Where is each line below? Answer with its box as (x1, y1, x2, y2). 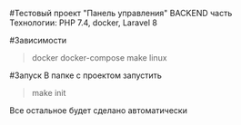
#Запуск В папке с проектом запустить (9, 70, 162, 81)
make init (31, 88, 66, 98)
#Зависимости (9, 35, 67, 45)
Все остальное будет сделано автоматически (9, 105, 188, 116)
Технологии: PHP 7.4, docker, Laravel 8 (9, 17, 157, 28)
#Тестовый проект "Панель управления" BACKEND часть (9, 8, 233, 18)
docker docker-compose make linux (31, 53, 167, 62)
